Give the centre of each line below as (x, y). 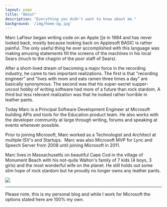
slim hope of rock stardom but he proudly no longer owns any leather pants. (83, 171)
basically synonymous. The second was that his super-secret (68, 84)
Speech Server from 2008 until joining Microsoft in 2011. (63, 145)
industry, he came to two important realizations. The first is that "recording (82, 74)
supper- (140, 84)
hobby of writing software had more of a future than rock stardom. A (90, 89)
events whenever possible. (33, 125)
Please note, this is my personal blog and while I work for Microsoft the (78, 194)
